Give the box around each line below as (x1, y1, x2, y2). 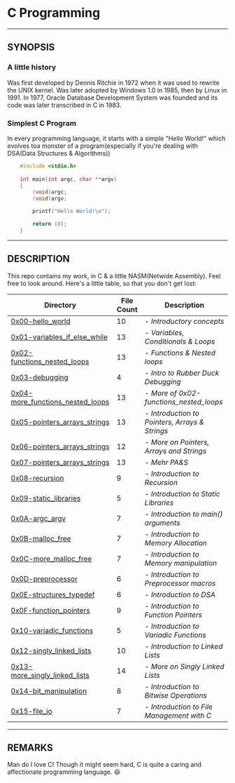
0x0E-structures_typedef (10, 590, 96, 599)
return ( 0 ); (32, 221, 68, 228)
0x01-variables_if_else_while (10, 332, 108, 341)
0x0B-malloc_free (10, 533, 71, 543)
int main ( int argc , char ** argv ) (20, 175, 117, 183)
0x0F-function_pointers (10, 605, 90, 615)
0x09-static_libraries (10, 493, 81, 503)
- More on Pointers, (144, 437, 210, 447)
